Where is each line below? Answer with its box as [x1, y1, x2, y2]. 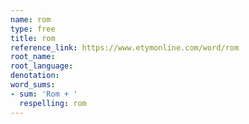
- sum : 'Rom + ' [10, 89, 78, 99]
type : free [10, 24, 56, 34]
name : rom [10, 14, 52, 25]
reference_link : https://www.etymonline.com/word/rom [10, 42, 240, 53]
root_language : [10, 61, 74, 71]
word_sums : [10, 80, 56, 90]
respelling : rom [19, 98, 87, 108]
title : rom [10, 33, 56, 43]
